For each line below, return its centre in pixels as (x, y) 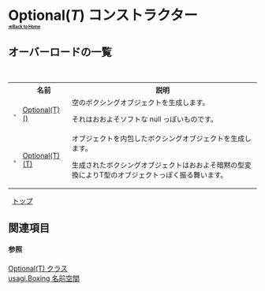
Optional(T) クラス (38, 269)
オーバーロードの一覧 (60, 52)
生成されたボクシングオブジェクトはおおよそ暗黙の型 (158, 165)
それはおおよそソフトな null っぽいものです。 (145, 119)
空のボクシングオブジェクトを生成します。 (140, 102)
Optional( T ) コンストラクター (103, 15)
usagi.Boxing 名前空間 (44, 278)
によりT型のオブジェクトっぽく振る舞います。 (153, 175)
